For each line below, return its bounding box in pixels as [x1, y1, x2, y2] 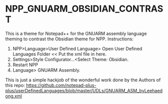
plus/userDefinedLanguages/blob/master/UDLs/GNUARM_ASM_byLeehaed [5, 87, 163, 93]
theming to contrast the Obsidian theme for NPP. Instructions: [5, 36, 134, 42]
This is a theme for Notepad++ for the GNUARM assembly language [5, 30, 147, 36]
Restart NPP [12, 62, 38, 68]
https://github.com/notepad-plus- [26, 82, 97, 88]
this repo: [5, 82, 25, 88]
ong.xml [5, 93, 22, 99]
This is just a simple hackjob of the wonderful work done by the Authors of [5, 77, 161, 83]
